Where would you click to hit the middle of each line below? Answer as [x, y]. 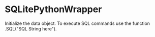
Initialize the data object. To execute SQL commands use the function [77, 23]
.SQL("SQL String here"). [31, 28]
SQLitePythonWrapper [53, 9]
